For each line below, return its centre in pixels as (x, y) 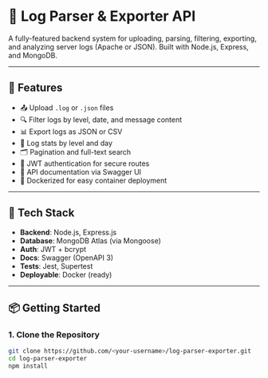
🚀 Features (35, 88)
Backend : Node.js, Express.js (68, 232)
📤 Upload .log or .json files (67, 108)
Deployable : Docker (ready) (66, 274)
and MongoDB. (33, 55)
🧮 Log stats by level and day (66, 143)
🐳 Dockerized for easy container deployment (93, 180)
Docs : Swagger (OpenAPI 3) (67, 258)
